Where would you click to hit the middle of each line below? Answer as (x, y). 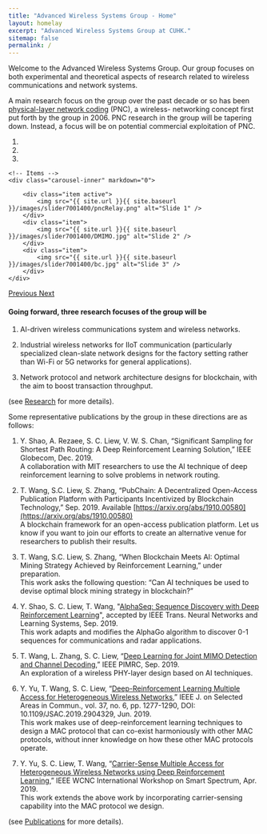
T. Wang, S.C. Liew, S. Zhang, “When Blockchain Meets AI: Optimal (130, 557)
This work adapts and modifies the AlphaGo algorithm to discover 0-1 (134, 632)
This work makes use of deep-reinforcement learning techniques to (131, 723)
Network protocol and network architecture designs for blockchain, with (138, 378)
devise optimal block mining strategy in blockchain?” (107, 591)
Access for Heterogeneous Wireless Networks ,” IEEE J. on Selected (132, 697)
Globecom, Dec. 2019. (56, 458)
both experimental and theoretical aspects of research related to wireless (129, 77)
